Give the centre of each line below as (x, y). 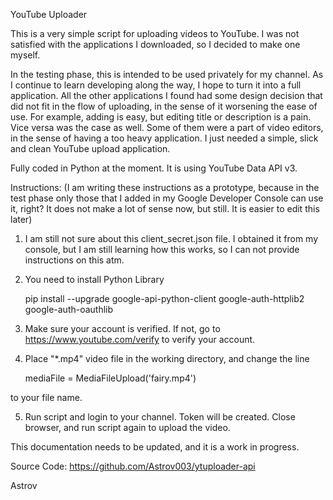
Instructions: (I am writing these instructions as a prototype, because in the (165, 187)
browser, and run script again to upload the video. (127, 427)
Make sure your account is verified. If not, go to (122, 328)
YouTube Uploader (49, 14)
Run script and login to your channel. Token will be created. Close (160, 417)
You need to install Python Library (94, 279)
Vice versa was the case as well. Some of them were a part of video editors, (167, 127)
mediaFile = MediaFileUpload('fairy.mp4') (110, 378)
